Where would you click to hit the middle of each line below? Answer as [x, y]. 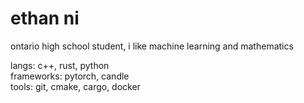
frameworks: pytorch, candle [70, 76]
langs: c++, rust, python [60, 65]
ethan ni [45, 18]
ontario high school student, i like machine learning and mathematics [152, 46]
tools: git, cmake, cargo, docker [75, 86]
